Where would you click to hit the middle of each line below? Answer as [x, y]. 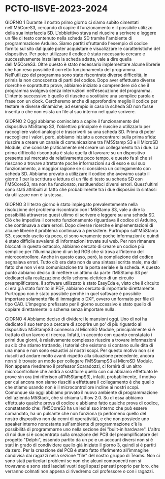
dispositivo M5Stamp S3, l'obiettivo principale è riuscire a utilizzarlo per [78, 126]
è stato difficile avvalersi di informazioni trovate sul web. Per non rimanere [80, 241]
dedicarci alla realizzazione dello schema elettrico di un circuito [69, 278]
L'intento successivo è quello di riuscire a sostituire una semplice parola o [80, 96]
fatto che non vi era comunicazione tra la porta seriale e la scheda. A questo [82, 267]
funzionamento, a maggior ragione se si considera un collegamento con [78, 168]
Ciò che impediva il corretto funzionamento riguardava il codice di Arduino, [81, 220]
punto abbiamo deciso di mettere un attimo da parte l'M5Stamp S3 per [77, 272]
